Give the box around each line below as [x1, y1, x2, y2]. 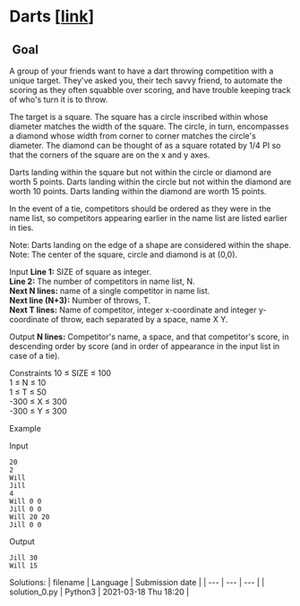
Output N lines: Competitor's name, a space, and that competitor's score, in [9, 331, 289, 342]
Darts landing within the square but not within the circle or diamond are [9, 167, 271, 177]
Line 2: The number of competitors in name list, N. [9, 276, 195, 286]
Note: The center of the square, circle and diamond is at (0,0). [9, 249, 238, 260]
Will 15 [9, 561, 39, 570]
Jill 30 [9, 553, 39, 562]
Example [9, 423, 42, 433]
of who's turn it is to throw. [9, 94, 108, 105]
